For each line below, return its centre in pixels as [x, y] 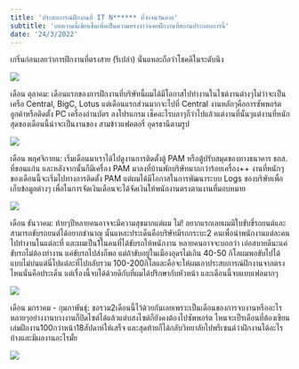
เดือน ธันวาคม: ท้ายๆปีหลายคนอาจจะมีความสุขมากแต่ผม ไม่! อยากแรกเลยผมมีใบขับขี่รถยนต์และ [148, 223]
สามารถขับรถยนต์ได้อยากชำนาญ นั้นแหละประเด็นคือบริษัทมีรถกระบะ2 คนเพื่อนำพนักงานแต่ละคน [150, 234]
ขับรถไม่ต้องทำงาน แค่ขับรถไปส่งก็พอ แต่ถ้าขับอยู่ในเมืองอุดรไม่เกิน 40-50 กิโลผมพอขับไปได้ [145, 253]
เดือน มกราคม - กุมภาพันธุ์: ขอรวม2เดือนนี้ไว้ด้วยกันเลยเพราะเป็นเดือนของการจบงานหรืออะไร [146, 307]
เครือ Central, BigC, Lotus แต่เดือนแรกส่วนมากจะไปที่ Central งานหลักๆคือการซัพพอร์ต [146, 104]
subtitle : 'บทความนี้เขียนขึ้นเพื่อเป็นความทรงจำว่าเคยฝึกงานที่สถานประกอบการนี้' [120, 26]
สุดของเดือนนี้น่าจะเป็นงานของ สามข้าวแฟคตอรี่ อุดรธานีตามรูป [100, 124]
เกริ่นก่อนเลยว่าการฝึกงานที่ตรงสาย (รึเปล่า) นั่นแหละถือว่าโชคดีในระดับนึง [117, 60]
